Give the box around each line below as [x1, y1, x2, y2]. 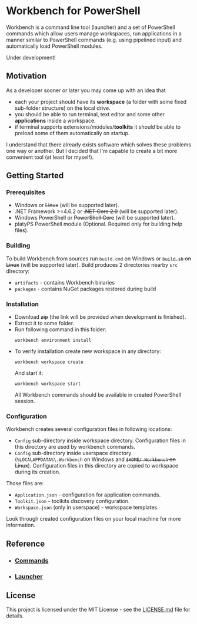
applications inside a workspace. [14, 117, 96, 124]
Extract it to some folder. [14, 320, 75, 327]
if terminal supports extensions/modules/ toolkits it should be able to [14, 123, 181, 130]
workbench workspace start [14, 381, 81, 387]
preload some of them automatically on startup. [14, 129, 130, 136]
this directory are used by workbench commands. [14, 443, 136, 450]
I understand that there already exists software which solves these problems [6, 141, 191, 148]
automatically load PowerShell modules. [6, 43, 103, 50]
